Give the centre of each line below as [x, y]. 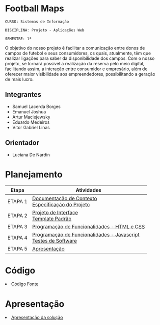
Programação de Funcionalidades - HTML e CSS [89, 226]
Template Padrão [52, 218]
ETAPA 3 [18, 226]
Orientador [22, 143]
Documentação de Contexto [65, 198]
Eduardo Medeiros [31, 122]
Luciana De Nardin [31, 155]
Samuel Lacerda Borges [36, 107]
